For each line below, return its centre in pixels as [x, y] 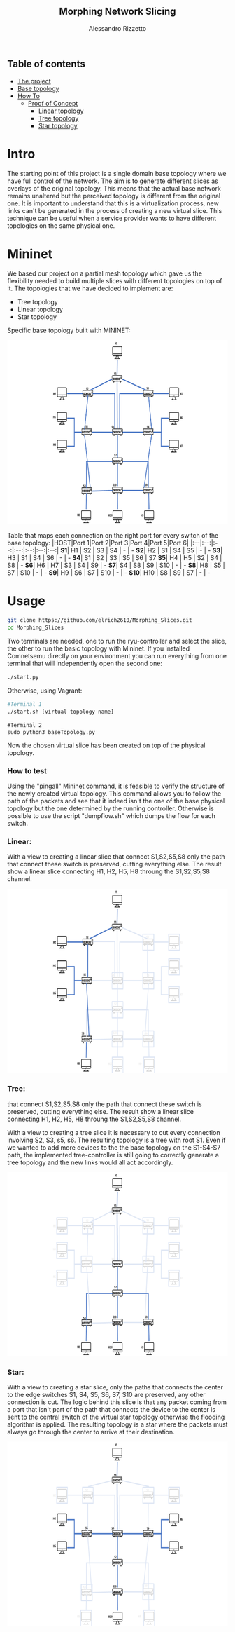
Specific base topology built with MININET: [69, 330]
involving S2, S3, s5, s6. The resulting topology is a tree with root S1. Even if [116, 1140]
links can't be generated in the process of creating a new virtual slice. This [115, 210]
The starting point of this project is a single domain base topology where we [117, 173]
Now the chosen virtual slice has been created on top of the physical [106, 745]
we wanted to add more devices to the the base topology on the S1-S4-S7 [114, 1147]
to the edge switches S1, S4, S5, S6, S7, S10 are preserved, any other [106, 1395]
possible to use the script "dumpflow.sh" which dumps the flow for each [111, 816]
